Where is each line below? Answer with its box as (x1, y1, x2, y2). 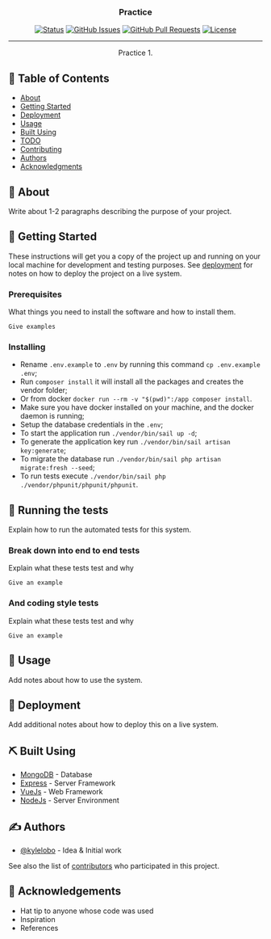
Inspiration (19, 914, 56, 924)
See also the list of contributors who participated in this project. (8, 861, 220, 870)
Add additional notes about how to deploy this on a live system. (8, 720, 219, 730)
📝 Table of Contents (8, 71, 110, 85)
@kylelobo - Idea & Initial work (19, 845, 123, 855)
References (19, 923, 59, 933)
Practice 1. (118, 48, 153, 58)
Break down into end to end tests (8, 545, 140, 556)
